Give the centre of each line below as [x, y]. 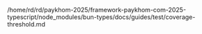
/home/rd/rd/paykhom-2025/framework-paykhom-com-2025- [97, 10]
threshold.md [26, 24]
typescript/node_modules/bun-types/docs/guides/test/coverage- [101, 17]
